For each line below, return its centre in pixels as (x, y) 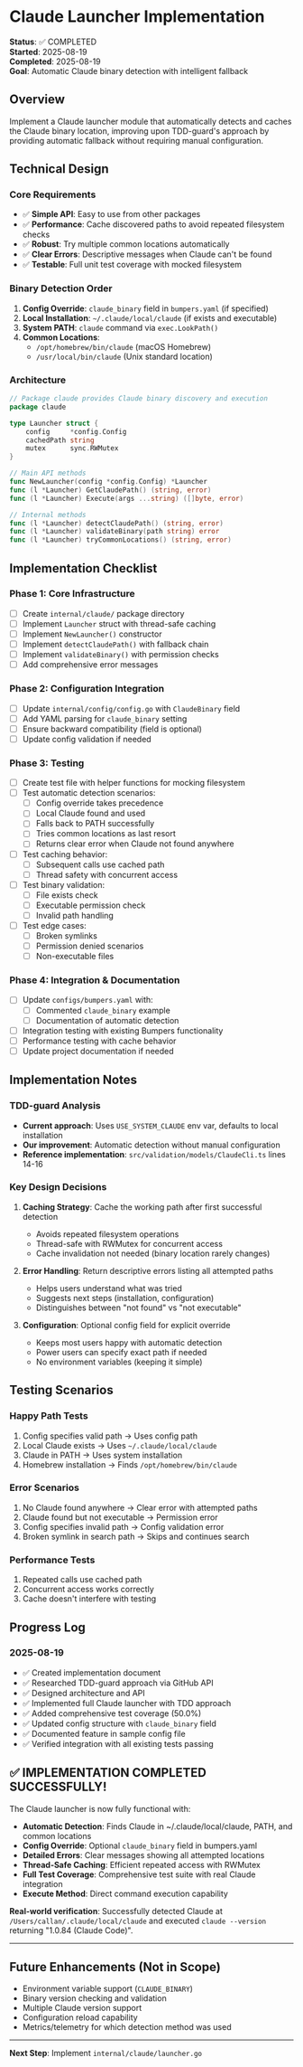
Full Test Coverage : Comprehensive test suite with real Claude (139, 1874)
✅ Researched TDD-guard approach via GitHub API (118, 1683)
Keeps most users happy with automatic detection (129, 1342)
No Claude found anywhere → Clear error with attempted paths (140, 1507)
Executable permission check (91, 905)
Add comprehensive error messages (90, 665)
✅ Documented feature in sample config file (104, 1733)
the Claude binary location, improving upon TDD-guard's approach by (139, 131)
